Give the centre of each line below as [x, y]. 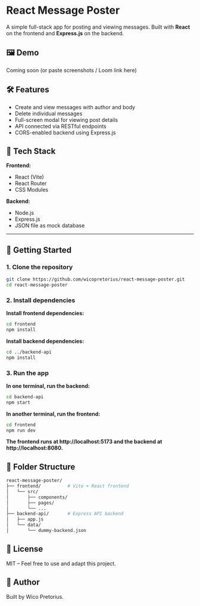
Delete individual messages [49, 113]
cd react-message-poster [37, 285]
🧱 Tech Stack [31, 151]
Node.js [24, 213]
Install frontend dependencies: [45, 313]
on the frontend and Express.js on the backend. [65, 33]
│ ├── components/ [37, 497]
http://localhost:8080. [35, 448]
